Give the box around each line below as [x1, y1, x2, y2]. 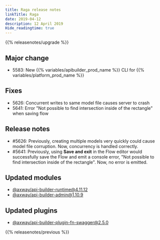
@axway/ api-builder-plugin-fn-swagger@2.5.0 [12, 220, 109, 226]
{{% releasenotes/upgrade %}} [5, 39, 69, 45]
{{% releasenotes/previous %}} [5, 229, 70, 235]
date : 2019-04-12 [5, 16, 41, 21]
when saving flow [12, 110, 49, 116]
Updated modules [5, 173, 62, 182]
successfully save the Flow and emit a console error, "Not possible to [12, 154, 155, 160]
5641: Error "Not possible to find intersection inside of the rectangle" [12, 105, 153, 111]
